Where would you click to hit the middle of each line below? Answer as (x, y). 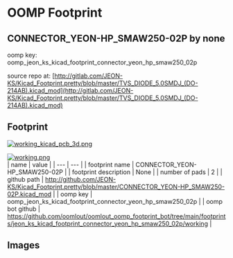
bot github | (24, 209)
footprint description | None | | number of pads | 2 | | (147, 172)
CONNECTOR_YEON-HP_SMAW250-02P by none (116, 38)
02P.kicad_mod (29, 194)
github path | (25, 179)
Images (24, 245)
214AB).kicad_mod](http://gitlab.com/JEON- (70, 91)
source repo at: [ (31, 76)
